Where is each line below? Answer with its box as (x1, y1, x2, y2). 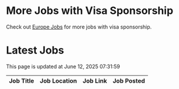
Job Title (9, 77, 35, 85)
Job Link (82, 77, 107, 85)
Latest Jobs (6, 44, 64, 57)
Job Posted (112, 77, 145, 85)
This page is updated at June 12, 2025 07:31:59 (6, 63, 121, 70)
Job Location (40, 77, 77, 85)
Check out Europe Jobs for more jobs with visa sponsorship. (6, 23, 152, 30)
